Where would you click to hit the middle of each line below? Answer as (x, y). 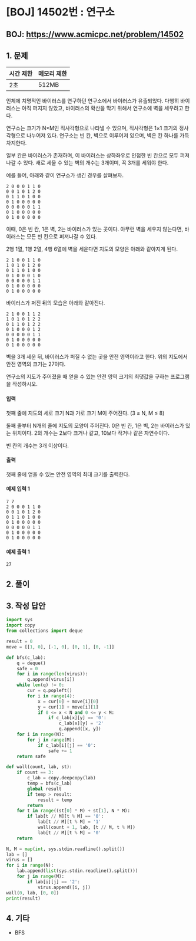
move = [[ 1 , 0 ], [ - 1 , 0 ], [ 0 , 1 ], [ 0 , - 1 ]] (60, 647)
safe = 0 (27, 668)
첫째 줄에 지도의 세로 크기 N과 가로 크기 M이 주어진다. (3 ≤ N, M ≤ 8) (85, 413)
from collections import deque (44, 631)
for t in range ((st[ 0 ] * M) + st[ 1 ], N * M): (74, 811)
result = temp (55, 800)
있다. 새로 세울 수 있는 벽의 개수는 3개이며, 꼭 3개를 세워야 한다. (96, 163)
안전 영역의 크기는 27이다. (36, 364)
